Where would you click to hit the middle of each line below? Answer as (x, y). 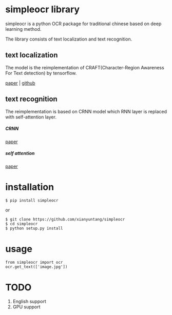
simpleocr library (43, 9)
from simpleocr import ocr (34, 263)
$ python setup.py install (34, 229)
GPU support (26, 307)
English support (29, 302)
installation (30, 187)
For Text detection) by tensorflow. (41, 73)
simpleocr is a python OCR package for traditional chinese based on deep (83, 24)
